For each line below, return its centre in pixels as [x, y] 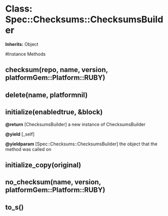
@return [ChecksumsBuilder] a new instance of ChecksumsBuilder [75, 124]
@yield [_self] [20, 134]
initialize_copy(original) [43, 165]
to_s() [14, 207]
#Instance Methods [26, 54]
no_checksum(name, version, [53, 182]
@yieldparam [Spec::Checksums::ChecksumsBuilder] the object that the [81, 144]
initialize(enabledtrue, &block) [54, 112]
